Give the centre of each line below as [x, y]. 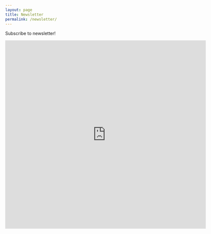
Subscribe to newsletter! [31, 34]
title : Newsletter [24, 15]
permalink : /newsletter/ [31, 19]
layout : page [19, 10]
